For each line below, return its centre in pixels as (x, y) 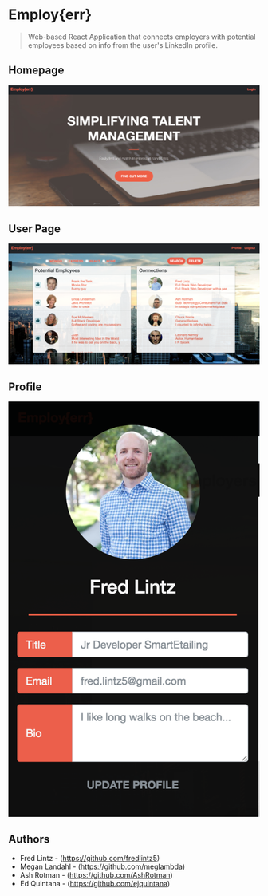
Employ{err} (50, 15)
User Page (35, 229)
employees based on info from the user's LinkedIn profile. (122, 45)
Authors (29, 839)
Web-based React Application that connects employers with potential (142, 37)
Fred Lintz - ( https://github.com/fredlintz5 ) (90, 859)
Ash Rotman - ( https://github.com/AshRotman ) (96, 875)
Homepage (36, 71)
